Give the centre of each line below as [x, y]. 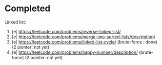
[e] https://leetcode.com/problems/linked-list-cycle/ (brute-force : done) [84, 42]
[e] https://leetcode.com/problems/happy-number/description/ [75, 52]
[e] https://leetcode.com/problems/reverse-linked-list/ [66, 31]
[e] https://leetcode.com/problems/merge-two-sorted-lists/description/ [83, 37]
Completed [28, 9]
